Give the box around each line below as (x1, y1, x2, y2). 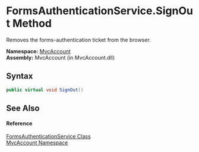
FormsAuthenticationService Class (6, 133, 91, 140)
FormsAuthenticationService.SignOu (6, 4, 193, 18)
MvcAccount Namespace (6, 139, 68, 146)
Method (12, 17, 52, 30)
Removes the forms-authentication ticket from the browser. (6, 36, 151, 43)
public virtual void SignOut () (6, 87, 84, 93)
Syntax (6, 71, 33, 81)
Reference (6, 119, 33, 127)
